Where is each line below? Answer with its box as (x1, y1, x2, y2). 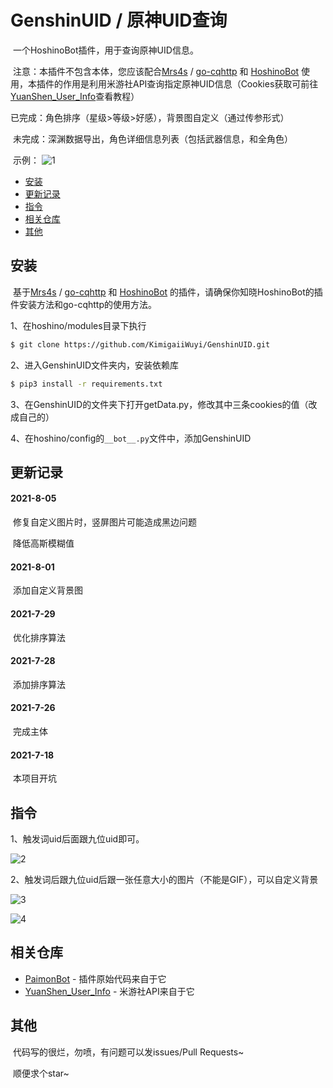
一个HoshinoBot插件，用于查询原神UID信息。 (12, 44, 199, 56)
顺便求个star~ (12, 1067, 70, 1079)
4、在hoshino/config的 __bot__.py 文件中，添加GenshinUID (10, 432, 252, 444)
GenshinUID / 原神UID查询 (10, 9, 228, 32)
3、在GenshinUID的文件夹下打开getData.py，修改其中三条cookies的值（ (10, 398, 309, 410)
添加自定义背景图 (12, 584, 83, 596)
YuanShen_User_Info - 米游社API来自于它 (24, 985, 195, 997)
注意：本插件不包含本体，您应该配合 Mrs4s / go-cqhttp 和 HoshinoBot (12, 65, 300, 77)
